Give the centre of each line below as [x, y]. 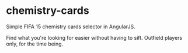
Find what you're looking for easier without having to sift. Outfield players [94, 37]
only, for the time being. [35, 44]
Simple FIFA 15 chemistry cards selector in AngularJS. [71, 26]
